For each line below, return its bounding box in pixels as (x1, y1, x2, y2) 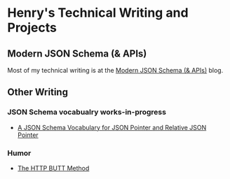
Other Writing (7, 86, 69, 99)
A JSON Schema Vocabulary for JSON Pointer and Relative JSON (17, 123, 207, 131)
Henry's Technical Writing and (7, 5, 189, 21)
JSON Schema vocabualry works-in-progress (7, 107, 167, 117)
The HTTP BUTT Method (17, 164, 90, 172)
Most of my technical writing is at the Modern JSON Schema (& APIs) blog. (7, 66, 224, 74)
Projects (7, 20, 57, 36)
